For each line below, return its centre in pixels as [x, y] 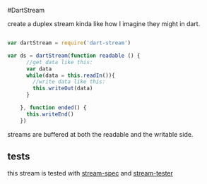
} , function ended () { [53, 108]
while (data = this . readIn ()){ [70, 75]
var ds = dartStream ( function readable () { [74, 56]
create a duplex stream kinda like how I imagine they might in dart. [104, 24]
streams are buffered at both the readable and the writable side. [100, 134]
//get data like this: [59, 62]
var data [39, 69]
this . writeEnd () [50, 114]
